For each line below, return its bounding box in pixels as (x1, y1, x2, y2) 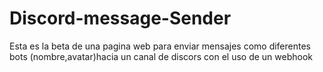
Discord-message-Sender (9, 7, 232, 30)
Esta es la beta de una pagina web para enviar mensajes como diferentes (9, 40, 312, 52)
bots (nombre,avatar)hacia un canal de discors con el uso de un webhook (9, 50, 314, 62)
